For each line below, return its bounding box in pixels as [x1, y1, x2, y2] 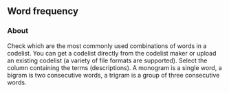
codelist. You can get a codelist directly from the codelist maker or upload [7, 49, 217, 57]
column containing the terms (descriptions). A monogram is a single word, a [7, 63, 222, 71]
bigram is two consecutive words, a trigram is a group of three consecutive [7, 71, 220, 79]
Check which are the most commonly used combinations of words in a [7, 41, 207, 50]
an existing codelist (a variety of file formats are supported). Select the [7, 56, 208, 65]
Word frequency [7, 5, 79, 17]
